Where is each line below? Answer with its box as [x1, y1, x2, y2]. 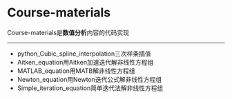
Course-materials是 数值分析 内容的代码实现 [7, 28, 130, 36]
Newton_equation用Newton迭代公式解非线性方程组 [17, 75, 162, 83]
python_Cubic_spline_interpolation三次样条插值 [17, 49, 152, 58]
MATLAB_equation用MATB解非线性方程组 [17, 67, 135, 75]
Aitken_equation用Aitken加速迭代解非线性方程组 [17, 58, 154, 66]
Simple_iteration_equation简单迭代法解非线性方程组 [17, 84, 164, 92]
